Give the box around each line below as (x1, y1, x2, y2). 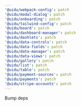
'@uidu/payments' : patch (4, 77, 56, 82)
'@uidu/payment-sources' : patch (4, 72, 72, 77)
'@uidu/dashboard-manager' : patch (4, 30, 77, 35)
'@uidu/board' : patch (4, 26, 50, 31)
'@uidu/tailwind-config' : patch (4, 21, 72, 26)
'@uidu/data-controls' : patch (4, 40, 68, 45)
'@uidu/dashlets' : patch (4, 35, 56, 40)
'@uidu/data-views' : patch (4, 53, 61, 59)
